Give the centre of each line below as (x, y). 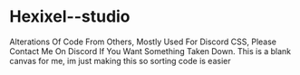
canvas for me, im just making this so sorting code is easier (120, 61)
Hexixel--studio (70, 17)
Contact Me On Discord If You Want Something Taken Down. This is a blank (150, 51)
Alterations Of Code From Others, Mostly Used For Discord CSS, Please (143, 42)
